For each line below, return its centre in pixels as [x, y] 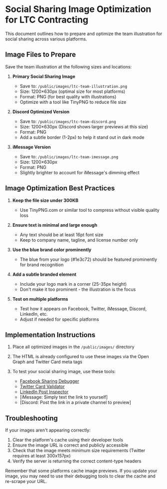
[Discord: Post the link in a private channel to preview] [75, 403]
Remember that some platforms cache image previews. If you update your [81, 471]
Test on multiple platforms [40, 299]
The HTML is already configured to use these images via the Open [81, 357]
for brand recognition [42, 264]
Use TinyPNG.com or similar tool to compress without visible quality [89, 210]
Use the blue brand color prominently [52, 249]
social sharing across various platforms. [46, 39]
